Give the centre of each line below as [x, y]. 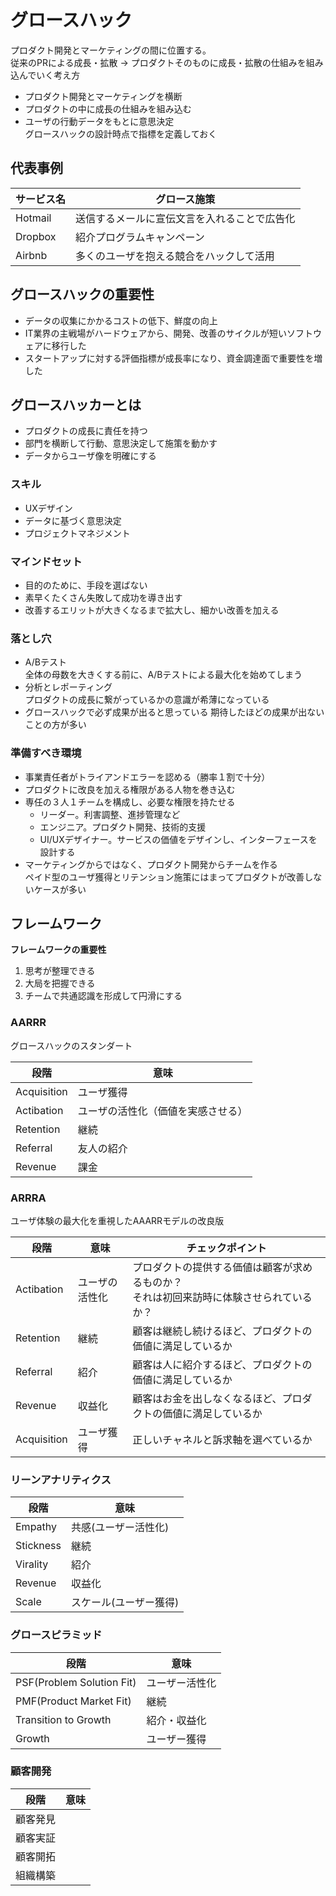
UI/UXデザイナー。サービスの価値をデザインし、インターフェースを [178, 839]
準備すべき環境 [46, 753]
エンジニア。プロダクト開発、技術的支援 [123, 827]
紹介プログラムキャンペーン [140, 237]
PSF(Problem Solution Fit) [76, 1682]
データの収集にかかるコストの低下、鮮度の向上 [121, 320]
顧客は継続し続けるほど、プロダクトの [222, 1331]
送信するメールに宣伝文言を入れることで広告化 [185, 218]
